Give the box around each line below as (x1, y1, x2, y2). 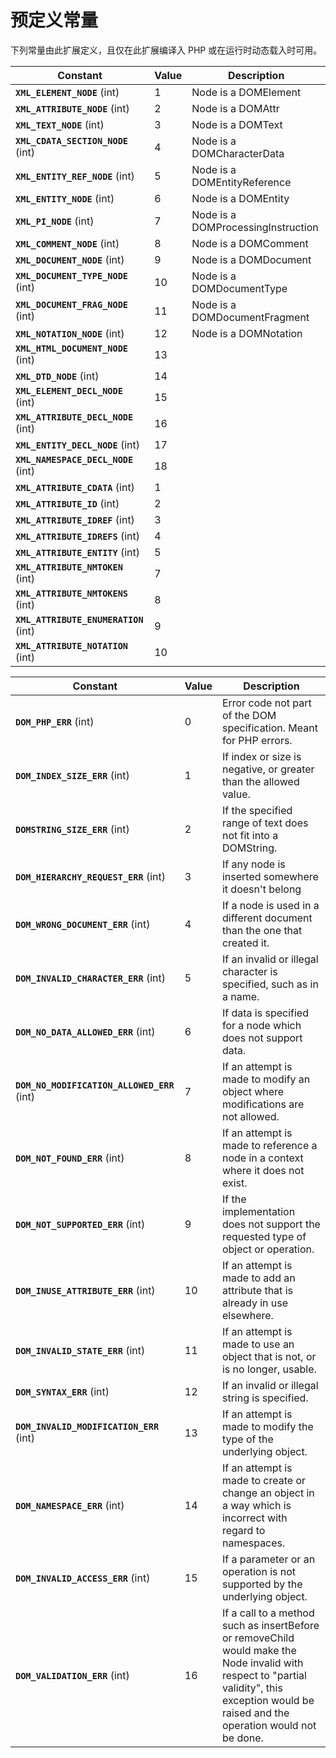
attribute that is (221, 1283, 293, 1297)
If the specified (221, 803, 293, 817)
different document (221, 911, 313, 925)
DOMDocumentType (191, 281, 288, 295)
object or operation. (221, 1242, 315, 1256)
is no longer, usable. (221, 1362, 317, 1376)
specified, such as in (221, 977, 319, 991)
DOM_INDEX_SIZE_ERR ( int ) (15, 768, 130, 782)
